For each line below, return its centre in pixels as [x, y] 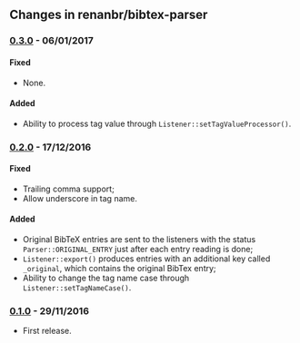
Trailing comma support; [69, 189]
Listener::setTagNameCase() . [77, 288]
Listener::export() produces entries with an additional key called [146, 259]
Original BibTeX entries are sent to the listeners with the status [139, 240]
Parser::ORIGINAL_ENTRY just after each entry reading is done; [138, 250]
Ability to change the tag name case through [106, 278]
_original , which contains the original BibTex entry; [119, 269]
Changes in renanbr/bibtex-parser [109, 15]
